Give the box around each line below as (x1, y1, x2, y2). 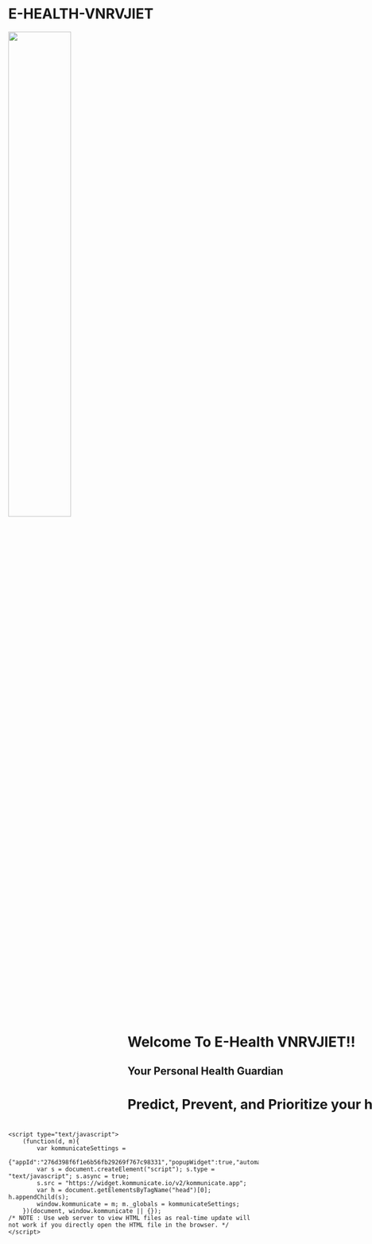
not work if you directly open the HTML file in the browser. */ (8, 1221, 229, 1229)
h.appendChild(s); (8, 1193, 69, 1201)
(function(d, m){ (22, 1137, 80, 1145)
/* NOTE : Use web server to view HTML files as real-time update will (8, 1214, 250, 1222)
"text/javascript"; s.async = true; (8, 1172, 130, 1180)
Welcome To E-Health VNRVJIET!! (127, 1032, 356, 1051)
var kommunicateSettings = (37, 1144, 126, 1152)
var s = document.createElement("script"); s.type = (37, 1165, 215, 1173)
